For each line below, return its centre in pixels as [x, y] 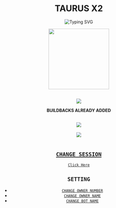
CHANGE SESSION [79, 154]
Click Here [79, 165]
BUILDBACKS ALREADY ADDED [79, 110]
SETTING [79, 179]
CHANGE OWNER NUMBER [82, 191]
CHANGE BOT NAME [82, 201]
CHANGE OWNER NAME [82, 196]
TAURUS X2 [79, 8]
